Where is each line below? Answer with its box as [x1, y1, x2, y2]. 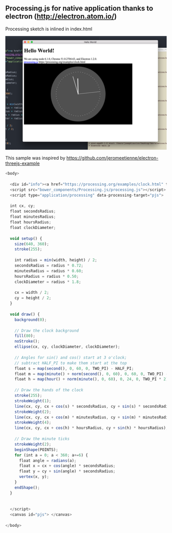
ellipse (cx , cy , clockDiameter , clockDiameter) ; [14, 344, 120, 350]
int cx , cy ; [10, 203, 36, 208]
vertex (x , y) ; [18, 474, 50, 480]
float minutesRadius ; [10, 214, 56, 220]
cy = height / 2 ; [14, 295, 52, 301]
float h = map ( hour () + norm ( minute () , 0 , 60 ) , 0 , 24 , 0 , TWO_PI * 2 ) [14, 377, 168, 382]
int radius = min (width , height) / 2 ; [14, 258, 97, 263]
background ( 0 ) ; [14, 317, 47, 322]
